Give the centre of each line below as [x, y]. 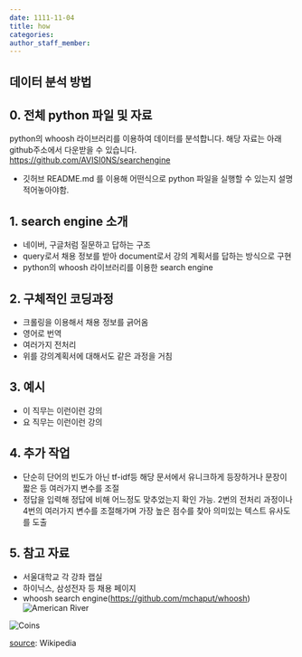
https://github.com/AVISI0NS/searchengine [90, 160]
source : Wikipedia [43, 643]
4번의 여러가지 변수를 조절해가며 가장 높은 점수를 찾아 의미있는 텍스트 [144, 511]
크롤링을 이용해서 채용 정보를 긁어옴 [85, 323]
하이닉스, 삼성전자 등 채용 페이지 [79, 587]
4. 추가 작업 [40, 453]
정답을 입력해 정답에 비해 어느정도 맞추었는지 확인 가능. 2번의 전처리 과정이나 [157, 499]
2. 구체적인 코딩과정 [62, 299]
